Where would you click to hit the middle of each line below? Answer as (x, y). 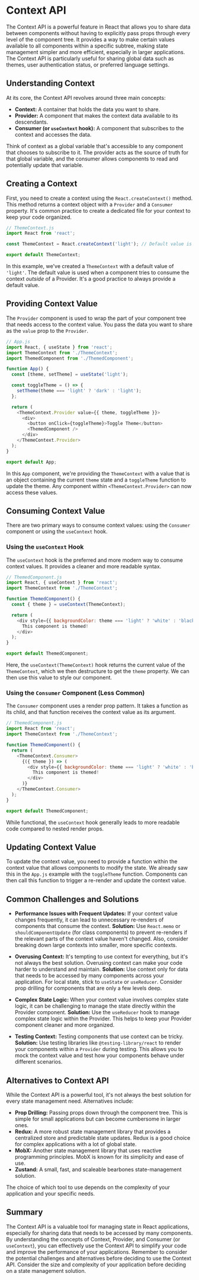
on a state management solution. (46, 1270)
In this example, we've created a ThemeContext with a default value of (90, 266)
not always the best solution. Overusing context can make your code (98, 963)
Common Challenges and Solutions (73, 899)
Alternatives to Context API (58, 1081)
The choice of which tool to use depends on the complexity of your (88, 1187)
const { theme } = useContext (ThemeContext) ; (69, 605)
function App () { (28, 369)
